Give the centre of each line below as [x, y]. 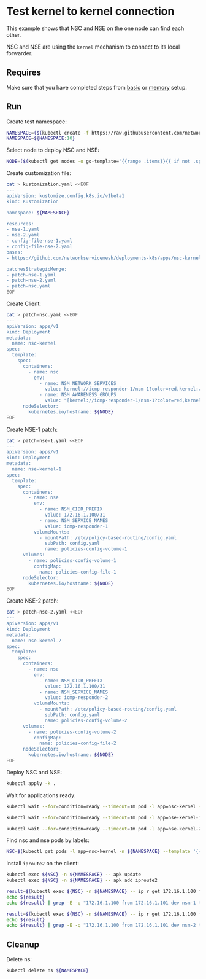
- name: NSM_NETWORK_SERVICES [78, 383]
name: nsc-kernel [34, 343]
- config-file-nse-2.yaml [39, 247]
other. [14, 34]
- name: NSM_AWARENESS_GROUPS [78, 395]
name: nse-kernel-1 [37, 469]
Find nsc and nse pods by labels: [48, 840]
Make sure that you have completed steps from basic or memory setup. [97, 87]
